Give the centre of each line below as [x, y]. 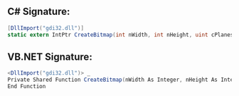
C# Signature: [39, 12]
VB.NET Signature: [50, 57]
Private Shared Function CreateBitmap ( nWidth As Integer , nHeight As [113, 80]
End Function [27, 87]
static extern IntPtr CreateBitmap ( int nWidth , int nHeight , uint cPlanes [121, 35]
